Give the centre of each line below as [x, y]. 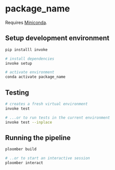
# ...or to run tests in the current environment [58, 118]
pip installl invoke [27, 50]
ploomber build [21, 149]
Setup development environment [57, 38]
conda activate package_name [35, 77]
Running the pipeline [38, 138]
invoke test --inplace [29, 122]
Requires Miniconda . [26, 22]
